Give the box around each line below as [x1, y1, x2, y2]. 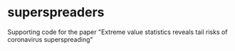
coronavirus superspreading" [7, 35, 94, 43]
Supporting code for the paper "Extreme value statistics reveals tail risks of [7, 28, 228, 36]
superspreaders [7, 4, 105, 21]
